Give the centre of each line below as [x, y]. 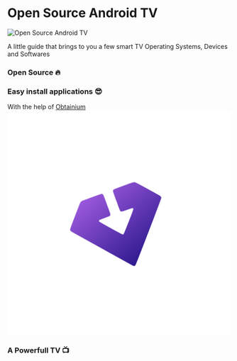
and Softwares [29, 54]
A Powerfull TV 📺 [38, 350]
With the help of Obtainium [47, 107]
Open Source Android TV [83, 13]
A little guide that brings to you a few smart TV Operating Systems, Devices [118, 46]
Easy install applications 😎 [55, 91]
